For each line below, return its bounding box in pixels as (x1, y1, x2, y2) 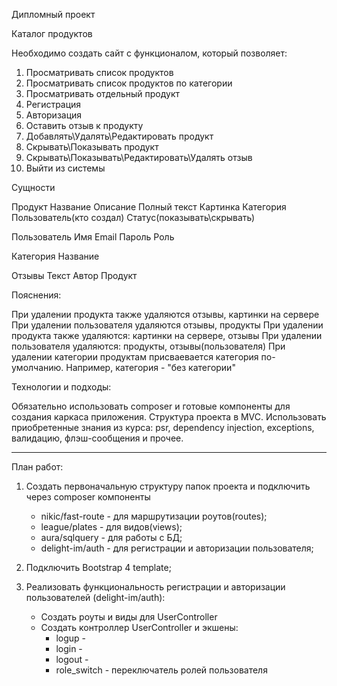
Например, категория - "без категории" (65, 362, 236, 373)
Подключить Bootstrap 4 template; (25, 562, 172, 573)
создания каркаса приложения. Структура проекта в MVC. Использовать (11, 411, 327, 423)
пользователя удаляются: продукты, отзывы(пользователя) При (11, 340, 286, 352)
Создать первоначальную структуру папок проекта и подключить (25, 480, 311, 492)
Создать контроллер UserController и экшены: (40, 622, 239, 633)
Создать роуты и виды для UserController (40, 611, 218, 623)
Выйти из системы (25, 162, 106, 174)
